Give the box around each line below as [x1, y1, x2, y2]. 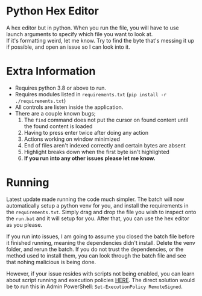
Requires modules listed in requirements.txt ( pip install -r [14, 90, 167, 97]
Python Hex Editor [6, 4, 99, 18]
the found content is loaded [24, 122, 93, 130]
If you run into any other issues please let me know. [24, 155, 156, 162]
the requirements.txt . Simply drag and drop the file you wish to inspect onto [6, 208, 197, 215]
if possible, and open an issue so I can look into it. [6, 43, 131, 51]
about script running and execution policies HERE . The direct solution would [6, 276, 195, 283]
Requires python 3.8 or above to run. [14, 84, 107, 91]
